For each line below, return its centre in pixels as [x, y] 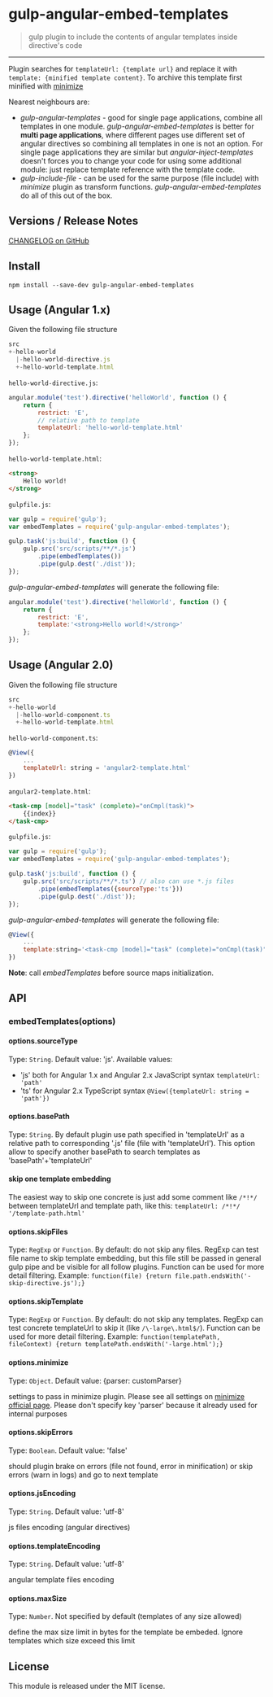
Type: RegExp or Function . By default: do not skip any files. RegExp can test [134, 1249]
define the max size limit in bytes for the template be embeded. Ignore [126, 1632]
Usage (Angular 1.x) [60, 310]
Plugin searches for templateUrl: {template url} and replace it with [123, 68]
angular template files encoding [61, 1580]
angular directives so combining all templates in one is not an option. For [141, 143]
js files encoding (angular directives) [69, 1527]
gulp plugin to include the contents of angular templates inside [133, 37]
